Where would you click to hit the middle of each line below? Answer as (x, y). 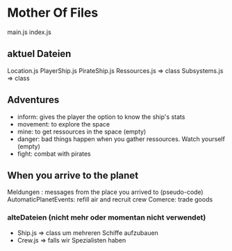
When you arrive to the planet (73, 175)
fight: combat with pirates (54, 154)
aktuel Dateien (39, 54)
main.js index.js (30, 32)
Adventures (33, 100)
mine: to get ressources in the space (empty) (82, 131)
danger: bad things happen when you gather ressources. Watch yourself (121, 139)
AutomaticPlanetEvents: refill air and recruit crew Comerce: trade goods (110, 200)
